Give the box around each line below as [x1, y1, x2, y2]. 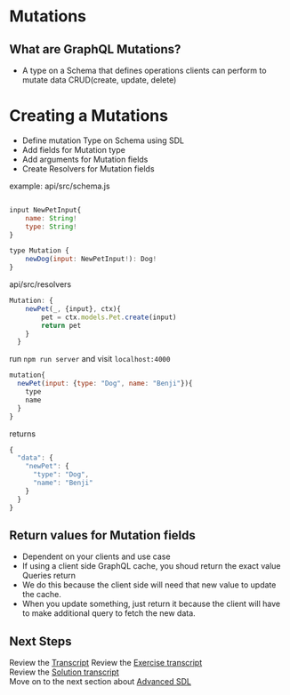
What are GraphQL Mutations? [9, 42, 181, 57]
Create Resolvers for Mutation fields [21, 163, 155, 174]
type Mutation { [9, 246, 69, 255]
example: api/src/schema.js [9, 180, 110, 191]
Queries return [21, 571, 77, 581]
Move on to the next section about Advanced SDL [9, 676, 192, 687]
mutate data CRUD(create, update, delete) [21, 75, 177, 85]
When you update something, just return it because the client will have [21, 598, 281, 610]
